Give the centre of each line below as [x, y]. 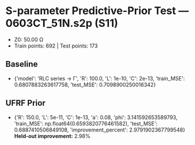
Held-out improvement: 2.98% [52, 136]
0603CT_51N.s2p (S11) [62, 23]
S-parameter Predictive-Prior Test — [97, 11]
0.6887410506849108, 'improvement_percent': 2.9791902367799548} [100, 130]
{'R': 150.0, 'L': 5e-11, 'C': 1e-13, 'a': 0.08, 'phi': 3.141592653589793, [96, 117]
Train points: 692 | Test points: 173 [56, 46]
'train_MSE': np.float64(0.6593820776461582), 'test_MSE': [86, 123]
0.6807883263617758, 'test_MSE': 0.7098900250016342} [85, 85]
